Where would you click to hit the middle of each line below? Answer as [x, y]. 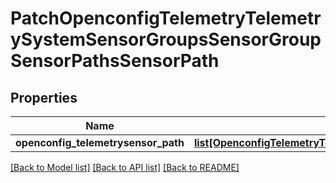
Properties [44, 97]
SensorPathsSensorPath [115, 61]
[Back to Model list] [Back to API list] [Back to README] [125, 167]
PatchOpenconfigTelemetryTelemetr [166, 18]
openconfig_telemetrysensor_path [100, 142]
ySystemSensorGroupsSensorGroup [166, 39]
